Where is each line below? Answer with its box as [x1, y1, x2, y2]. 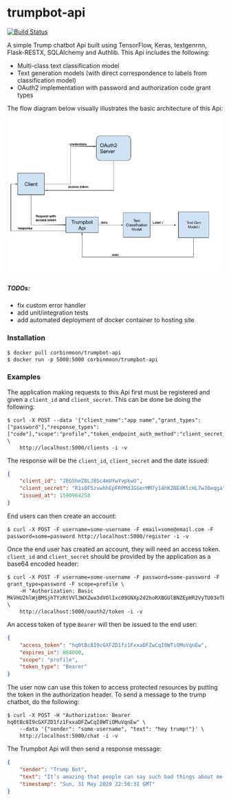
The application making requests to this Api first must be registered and [7, 387, 210, 396]
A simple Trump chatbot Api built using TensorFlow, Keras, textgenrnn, [7, 41, 208, 49]
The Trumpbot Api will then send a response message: [7, 745, 162, 753]
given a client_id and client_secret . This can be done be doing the [7, 395, 201, 403]
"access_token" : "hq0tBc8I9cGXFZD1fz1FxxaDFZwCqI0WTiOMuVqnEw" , [19, 641, 208, 648]
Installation [7, 332, 46, 342]
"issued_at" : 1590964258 [19, 492, 91, 500]
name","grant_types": [139, 416, 201, 424]
